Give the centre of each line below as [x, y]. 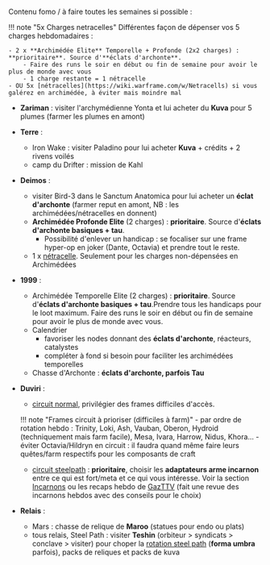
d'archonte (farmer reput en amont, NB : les [106, 204]
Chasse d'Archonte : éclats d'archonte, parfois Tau [118, 373]
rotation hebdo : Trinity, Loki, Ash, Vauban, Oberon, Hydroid [119, 428]
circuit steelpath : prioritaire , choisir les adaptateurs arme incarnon [145, 469]
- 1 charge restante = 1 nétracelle [85, 79]
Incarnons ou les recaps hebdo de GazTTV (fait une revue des [135, 486]
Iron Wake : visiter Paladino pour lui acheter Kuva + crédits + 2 [136, 147]
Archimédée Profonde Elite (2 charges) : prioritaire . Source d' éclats [147, 222]
